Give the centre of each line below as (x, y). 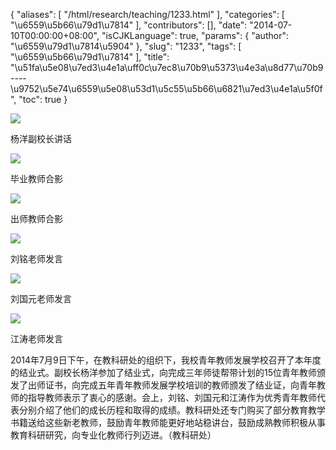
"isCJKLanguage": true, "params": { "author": (195, 35)
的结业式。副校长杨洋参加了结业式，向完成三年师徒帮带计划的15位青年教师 (163, 372)
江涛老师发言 (36, 338)
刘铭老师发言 (36, 258)
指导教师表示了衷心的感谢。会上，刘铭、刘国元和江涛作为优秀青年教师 (172, 397)
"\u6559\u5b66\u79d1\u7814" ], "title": (90, 57)
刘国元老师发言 (41, 298)
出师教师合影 (36, 218)
